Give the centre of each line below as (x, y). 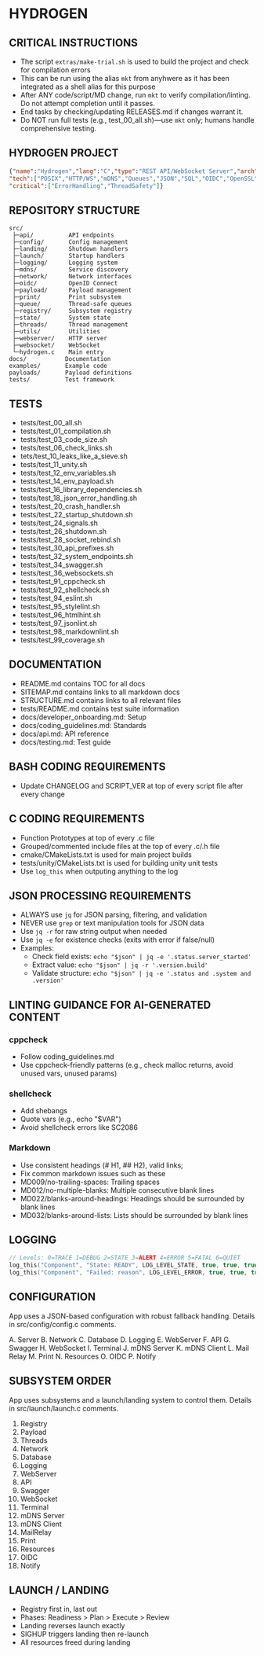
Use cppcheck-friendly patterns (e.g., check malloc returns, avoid (127, 1065)
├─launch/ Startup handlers (69, 256)
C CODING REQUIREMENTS (77, 819)
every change (42, 794)
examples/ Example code (58, 366)
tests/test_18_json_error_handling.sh (79, 498)
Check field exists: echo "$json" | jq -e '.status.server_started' (141, 957)
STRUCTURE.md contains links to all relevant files (101, 700)
